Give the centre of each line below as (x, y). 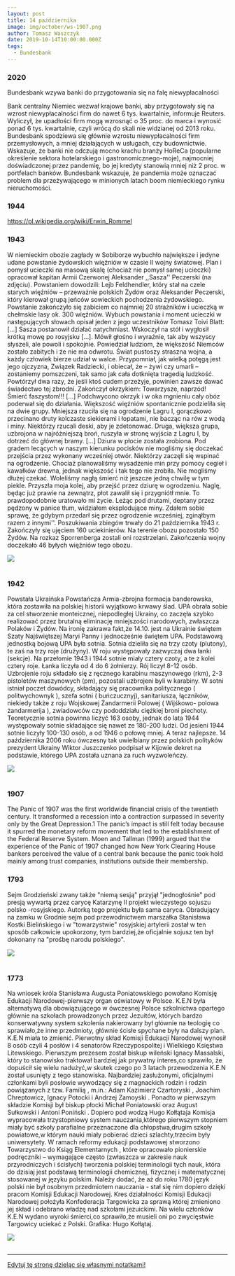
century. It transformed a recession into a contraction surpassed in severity (116, 817)
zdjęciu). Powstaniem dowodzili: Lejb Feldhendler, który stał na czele (106, 284)
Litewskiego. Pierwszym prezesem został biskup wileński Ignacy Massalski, (116, 1053)
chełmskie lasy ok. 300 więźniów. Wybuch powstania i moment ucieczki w (114, 314)
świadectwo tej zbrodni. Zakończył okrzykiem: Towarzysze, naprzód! (107, 389)
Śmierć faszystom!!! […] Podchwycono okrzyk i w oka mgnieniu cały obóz (114, 396)
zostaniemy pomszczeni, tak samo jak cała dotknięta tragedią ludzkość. (111, 374)
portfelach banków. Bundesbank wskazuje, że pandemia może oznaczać (112, 173)
